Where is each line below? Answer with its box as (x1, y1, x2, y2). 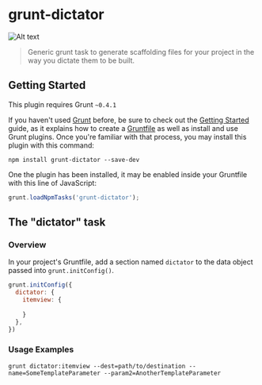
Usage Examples (8, 344, 74, 355)
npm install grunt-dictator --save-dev (8, 156, 140, 164)
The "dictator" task (8, 216, 106, 229)
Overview (8, 239, 47, 250)
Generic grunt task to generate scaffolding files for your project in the (27, 47, 255, 56)
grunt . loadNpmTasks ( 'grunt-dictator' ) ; (8, 193, 140, 202)
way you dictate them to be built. (27, 56, 135, 65)
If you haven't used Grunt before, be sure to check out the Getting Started (8, 115, 249, 125)
